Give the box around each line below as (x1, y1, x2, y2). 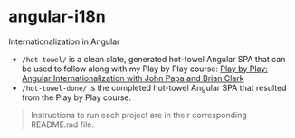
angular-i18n (8, 6, 106, 27)
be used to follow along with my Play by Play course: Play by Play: (21, 63, 268, 74)
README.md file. (30, 119, 95, 130)
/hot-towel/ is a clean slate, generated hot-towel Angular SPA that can (21, 53, 286, 64)
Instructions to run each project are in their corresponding (30, 109, 248, 120)
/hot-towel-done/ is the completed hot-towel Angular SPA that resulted (21, 82, 287, 93)
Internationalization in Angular (8, 36, 120, 47)
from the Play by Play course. (21, 92, 132, 103)
